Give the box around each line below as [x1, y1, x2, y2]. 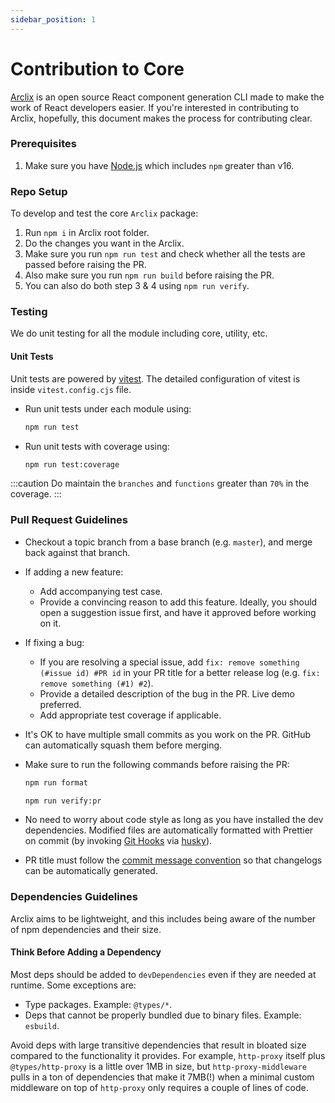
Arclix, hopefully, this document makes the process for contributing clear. [10, 112, 313, 124]
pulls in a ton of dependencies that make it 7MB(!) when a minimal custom [10, 1071, 315, 1083]
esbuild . [24, 1019, 60, 1031]
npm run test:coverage [24, 459, 120, 470]
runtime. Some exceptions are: [10, 979, 137, 991]
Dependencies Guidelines [10, 890, 138, 904]
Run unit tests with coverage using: [24, 440, 170, 452]
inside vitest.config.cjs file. [10, 383, 132, 395]
